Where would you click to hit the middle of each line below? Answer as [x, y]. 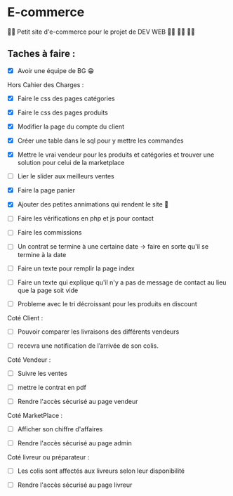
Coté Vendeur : [29, 360]
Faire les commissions [49, 233]
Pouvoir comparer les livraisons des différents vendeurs [98, 332]
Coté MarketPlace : [35, 416]
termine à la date [42, 254]
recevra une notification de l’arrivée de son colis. [88, 346]
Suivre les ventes [42, 373]
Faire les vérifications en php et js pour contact [86, 218]
